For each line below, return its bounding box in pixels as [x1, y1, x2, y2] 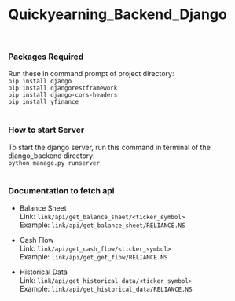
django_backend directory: [8, 151, 96, 160]
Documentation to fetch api [8, 185, 116, 196]
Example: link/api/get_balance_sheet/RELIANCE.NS [19, 220, 186, 229]
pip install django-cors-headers [8, 91, 118, 99]
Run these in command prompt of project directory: [8, 69, 174, 79]
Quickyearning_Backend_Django [8, 6, 228, 24]
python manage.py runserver [8, 159, 101, 167]
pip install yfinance [8, 98, 79, 106]
